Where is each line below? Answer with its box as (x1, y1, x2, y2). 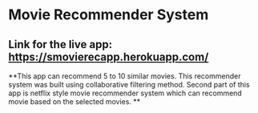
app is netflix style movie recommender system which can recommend (8, 88, 242, 98)
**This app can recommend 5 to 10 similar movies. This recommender (8, 71, 241, 81)
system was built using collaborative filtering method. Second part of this (8, 80, 250, 89)
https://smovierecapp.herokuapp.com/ (8, 50, 209, 63)
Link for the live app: (8, 38, 113, 51)
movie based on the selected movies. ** (8, 97, 141, 106)
